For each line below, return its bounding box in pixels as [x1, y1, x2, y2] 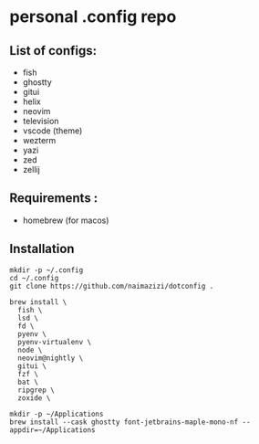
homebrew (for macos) [22, 215, 109, 226]
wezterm [22, 135, 57, 145]
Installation [9, 241, 75, 257]
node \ [17, 345, 43, 354]
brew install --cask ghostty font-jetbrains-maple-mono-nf [9, 418, 239, 427]
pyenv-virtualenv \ [17, 337, 92, 346]
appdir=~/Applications [9, 425, 96, 435]
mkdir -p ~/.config [9, 265, 84, 275]
